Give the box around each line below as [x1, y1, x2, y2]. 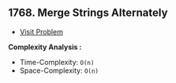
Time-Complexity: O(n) [19, 57, 95, 67]
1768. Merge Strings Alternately [8, 6, 168, 20]
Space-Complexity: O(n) [19, 66, 99, 75]
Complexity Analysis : [8, 42, 82, 52]
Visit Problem [19, 27, 63, 36]
